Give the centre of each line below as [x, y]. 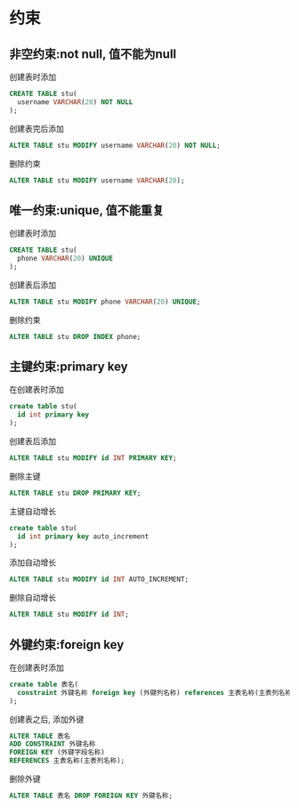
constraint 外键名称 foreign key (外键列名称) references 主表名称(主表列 [148, 692]
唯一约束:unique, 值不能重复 [87, 210]
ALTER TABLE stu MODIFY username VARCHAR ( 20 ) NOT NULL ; [115, 145]
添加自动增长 [32, 562]
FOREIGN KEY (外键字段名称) [57, 753]
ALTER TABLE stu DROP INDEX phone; [75, 336]
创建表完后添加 [36, 128]
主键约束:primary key [69, 366]
